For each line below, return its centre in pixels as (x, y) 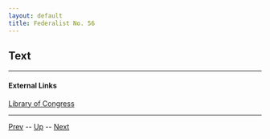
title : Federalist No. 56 (51, 23)
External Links (33, 85)
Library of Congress (41, 103)
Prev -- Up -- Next (39, 126)
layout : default (35, 16)
